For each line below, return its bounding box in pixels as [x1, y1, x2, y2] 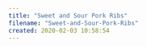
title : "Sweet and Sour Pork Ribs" [8, 11, 128, 20]
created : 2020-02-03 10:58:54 [8, 26, 111, 34]
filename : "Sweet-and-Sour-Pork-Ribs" [8, 19, 139, 27]
